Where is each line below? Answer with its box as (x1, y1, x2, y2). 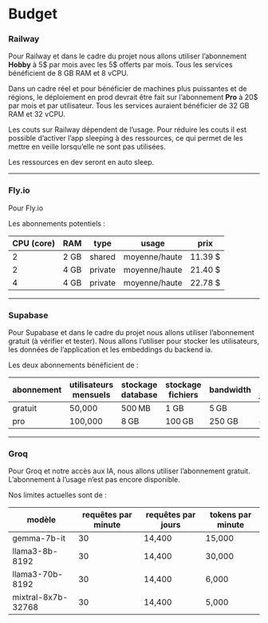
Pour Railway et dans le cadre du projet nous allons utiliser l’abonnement (8, 51, 247, 61)
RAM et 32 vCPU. (8, 110, 66, 119)
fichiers (168, 389, 199, 401)
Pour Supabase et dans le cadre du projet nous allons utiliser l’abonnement (8, 328, 255, 337)
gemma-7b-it (12, 533, 66, 544)
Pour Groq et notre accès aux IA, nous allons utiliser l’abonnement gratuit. (8, 466, 250, 476)
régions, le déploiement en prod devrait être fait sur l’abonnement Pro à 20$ (8, 93, 258, 102)
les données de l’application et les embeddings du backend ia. (8, 345, 213, 354)
